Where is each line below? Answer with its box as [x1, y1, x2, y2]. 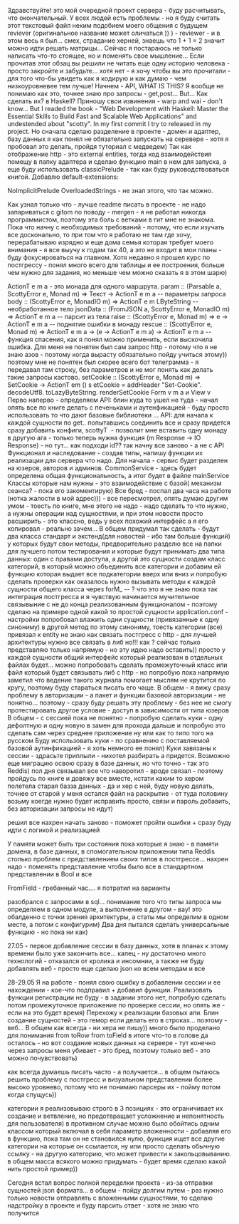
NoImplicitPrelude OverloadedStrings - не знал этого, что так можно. [7, 187, 213, 195]
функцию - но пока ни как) [7, 928, 88, 936]
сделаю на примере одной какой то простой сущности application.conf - [7, 608, 229, 616]
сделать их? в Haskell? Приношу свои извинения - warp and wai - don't [7, 97, 223, 105]
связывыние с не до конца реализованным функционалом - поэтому [7, 600, 218, 608]
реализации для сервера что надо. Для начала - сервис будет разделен [7, 456, 228, 465]
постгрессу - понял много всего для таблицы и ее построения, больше [7, 261, 225, 269]
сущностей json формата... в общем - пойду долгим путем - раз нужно [7, 1186, 224, 1194]
